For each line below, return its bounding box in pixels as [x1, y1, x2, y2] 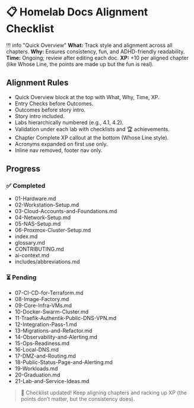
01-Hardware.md [14, 195, 56, 203]
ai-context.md [14, 252, 49, 259]
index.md [14, 233, 38, 240]
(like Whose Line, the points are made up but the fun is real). [6, 61, 154, 68]
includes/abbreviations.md [14, 258, 80, 265]
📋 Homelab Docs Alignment [6, 5, 148, 19]
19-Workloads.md [14, 365, 58, 372]
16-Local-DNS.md [14, 346, 59, 353]
